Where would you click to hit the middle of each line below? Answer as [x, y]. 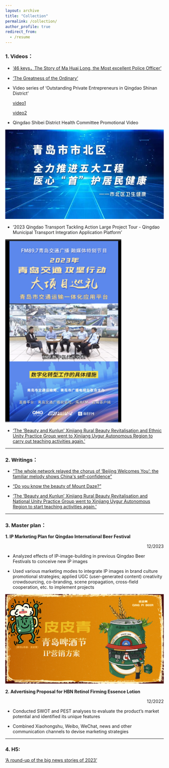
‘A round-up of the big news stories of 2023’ [51, 760]
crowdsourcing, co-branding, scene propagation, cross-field [75, 582]
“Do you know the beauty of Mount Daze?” [57, 486]
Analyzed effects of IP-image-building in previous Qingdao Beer [79, 556]
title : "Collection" [27, 16]
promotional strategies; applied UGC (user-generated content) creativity [87, 577]
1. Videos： [19, 56]
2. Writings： [22, 459]
